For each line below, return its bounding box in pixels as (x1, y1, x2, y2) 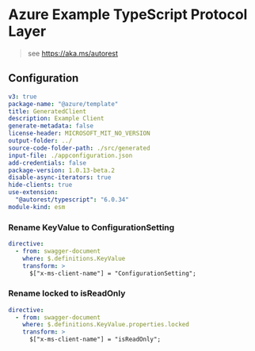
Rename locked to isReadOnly (8, 288, 126, 299)
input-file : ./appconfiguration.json (8, 151, 133, 159)
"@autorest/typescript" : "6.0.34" (15, 196, 129, 204)
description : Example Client (8, 115, 105, 123)
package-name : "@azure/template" (8, 100, 119, 108)
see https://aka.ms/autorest (27, 48, 119, 58)
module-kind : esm (8, 203, 66, 211)
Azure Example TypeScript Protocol (8, 6, 248, 24)
